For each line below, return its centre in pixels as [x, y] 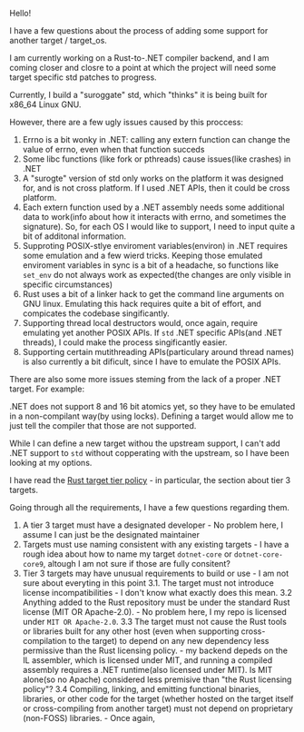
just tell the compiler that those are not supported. [103, 425]
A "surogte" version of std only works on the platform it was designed [153, 178]
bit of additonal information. [74, 236]
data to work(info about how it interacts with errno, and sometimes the [154, 217]
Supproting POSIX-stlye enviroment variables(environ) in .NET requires [155, 246]
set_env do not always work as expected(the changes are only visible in [157, 275]
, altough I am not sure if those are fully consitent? [137, 564]
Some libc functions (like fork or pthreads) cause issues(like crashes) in [157, 159]
